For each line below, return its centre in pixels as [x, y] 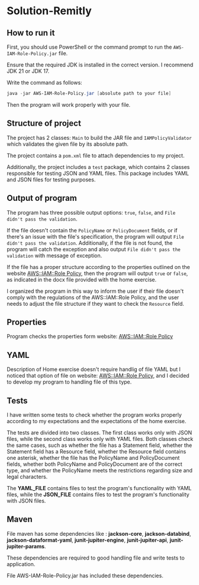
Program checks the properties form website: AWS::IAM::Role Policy [90, 337]
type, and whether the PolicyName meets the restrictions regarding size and [100, 470]
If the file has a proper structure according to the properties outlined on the [98, 267]
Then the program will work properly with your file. [69, 104]
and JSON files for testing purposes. [51, 180]
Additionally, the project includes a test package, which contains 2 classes [98, 167]
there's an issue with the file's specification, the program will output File [95, 236]
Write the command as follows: [44, 82]
